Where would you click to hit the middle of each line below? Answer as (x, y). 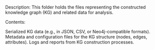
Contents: (15, 22)
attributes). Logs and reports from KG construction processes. (70, 42)
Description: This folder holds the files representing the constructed (75, 7)
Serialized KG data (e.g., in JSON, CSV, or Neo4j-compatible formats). (78, 31)
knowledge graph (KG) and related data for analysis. (59, 12)
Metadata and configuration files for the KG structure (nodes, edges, (76, 37)
